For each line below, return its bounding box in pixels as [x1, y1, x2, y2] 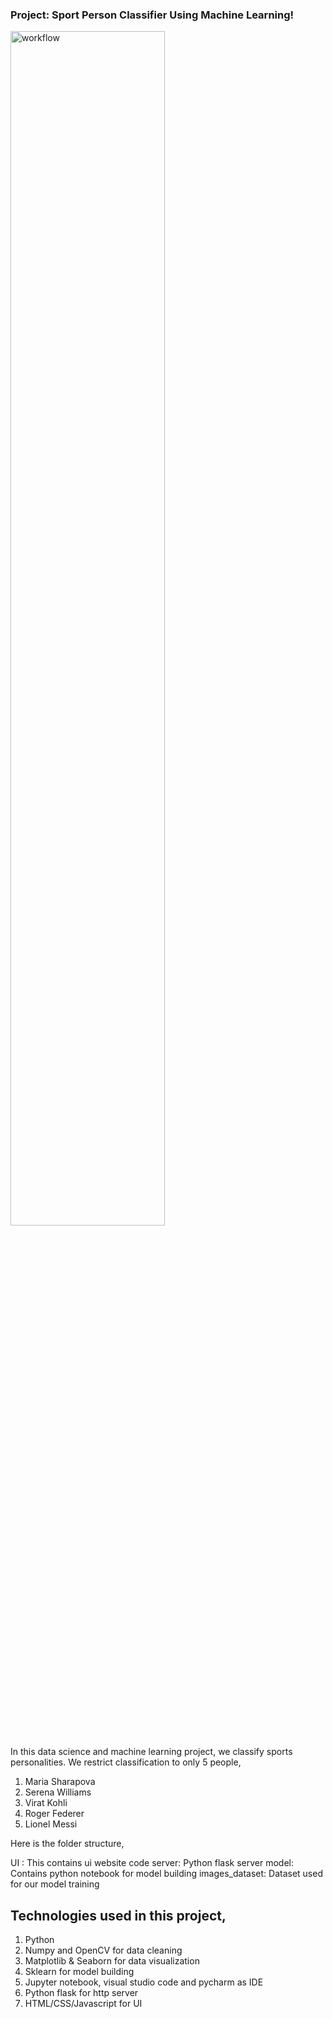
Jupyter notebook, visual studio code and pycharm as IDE [24, 1976, 264, 1988]
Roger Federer [24, 1808, 85, 1820]
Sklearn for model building [24, 1966, 135, 1978]
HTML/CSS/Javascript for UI [24, 1998, 143, 2010]
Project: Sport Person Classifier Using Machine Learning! [10, 8, 295, 22]
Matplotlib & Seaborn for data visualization [24, 1955, 200, 1967]
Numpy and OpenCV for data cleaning [24, 1944, 183, 1957]
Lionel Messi [24, 1818, 78, 1830]
